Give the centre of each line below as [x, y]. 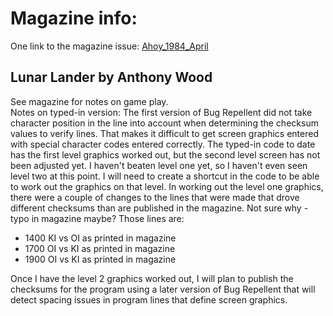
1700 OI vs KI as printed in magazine [100, 248]
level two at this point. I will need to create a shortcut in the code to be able [165, 176]
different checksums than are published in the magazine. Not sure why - [159, 208]
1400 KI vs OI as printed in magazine [100, 238]
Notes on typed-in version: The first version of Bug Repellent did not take [161, 112]
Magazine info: [74, 18]
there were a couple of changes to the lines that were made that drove [155, 197]
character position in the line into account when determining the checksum [164, 123]
